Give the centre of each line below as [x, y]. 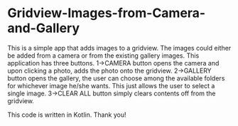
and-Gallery [44, 28]
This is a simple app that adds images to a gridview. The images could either [119, 48]
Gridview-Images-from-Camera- [107, 13]
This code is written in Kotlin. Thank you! [67, 115]
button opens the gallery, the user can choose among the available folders [116, 78]
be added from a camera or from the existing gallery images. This [103, 56]
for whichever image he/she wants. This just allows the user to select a [111, 85]
